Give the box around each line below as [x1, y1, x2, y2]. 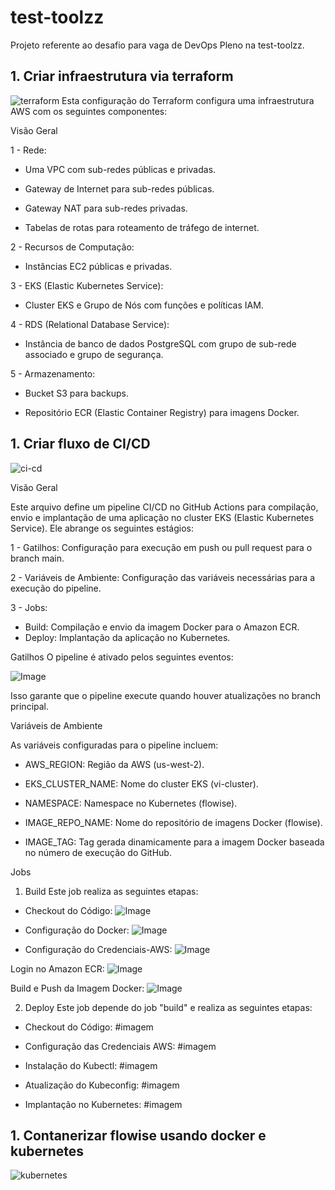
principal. [10, 700, 50, 712]
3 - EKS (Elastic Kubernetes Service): [10, 279, 164, 291]
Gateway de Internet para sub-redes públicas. [24, 182, 215, 195]
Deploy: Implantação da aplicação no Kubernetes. [24, 631, 231, 643]
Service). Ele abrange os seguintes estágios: [10, 522, 194, 534]
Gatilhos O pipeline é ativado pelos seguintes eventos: [10, 651, 234, 663]
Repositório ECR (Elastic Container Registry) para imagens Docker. [24, 406, 300, 418]
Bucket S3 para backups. [24, 387, 130, 399]
